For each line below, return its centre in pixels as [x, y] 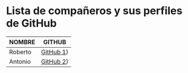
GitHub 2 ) [55, 61]
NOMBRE [22, 42]
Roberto [20, 52]
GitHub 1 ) [55, 52]
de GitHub [31, 23]
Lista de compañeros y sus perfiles [94, 11]
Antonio [20, 61]
